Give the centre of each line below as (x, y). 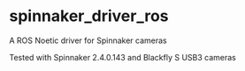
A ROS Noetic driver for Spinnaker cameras (88, 40)
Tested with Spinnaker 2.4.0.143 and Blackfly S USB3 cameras (122, 57)
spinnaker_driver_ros (89, 16)
